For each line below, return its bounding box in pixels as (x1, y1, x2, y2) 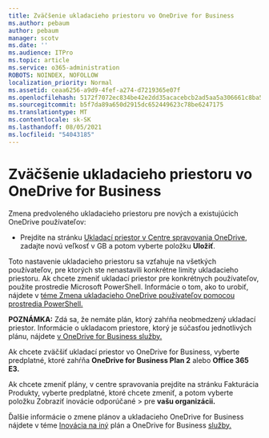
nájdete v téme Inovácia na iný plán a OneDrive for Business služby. (8, 420, 232, 430)
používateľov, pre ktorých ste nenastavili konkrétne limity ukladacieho (8, 265, 239, 274)
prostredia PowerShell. (8, 299, 83, 309)
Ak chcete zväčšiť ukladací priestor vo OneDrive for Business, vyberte (8, 347, 240, 356)
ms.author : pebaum (8, 19, 70, 27)
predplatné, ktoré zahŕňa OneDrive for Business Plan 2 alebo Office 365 (8, 355, 250, 364)
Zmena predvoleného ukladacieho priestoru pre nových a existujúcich (8, 209, 239, 218)
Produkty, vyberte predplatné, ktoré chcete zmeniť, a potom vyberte (8, 388, 234, 397)
